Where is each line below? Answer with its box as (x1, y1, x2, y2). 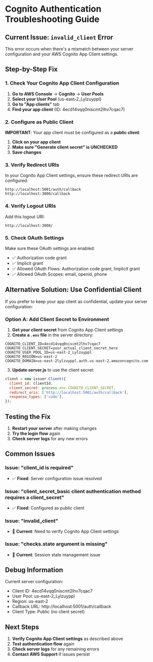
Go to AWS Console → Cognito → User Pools (12, 91, 104, 97)
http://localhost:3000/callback (5, 191, 70, 197)
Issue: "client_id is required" (5, 465, 74, 471)
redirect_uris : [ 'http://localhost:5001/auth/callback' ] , (9, 390, 129, 395)
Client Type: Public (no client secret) (12, 609, 85, 615)
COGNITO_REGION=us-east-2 (5, 354, 57, 359)
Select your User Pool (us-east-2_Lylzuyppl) (12, 96, 102, 102)
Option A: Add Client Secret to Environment (5, 316, 109, 322)
